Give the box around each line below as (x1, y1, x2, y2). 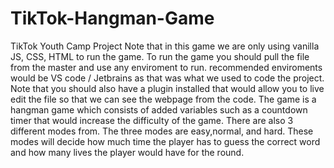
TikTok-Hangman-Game (10, 7, 215, 30)
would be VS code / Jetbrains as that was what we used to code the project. (10, 72, 325, 84)
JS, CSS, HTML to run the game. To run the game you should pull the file (10, 50, 310, 62)
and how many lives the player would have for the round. (10, 146, 245, 158)
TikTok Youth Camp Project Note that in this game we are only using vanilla (10, 40, 320, 52)
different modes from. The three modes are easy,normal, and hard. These (10, 125, 314, 137)
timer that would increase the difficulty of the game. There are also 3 (10, 114, 294, 126)
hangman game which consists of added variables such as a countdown (10, 103, 308, 116)
